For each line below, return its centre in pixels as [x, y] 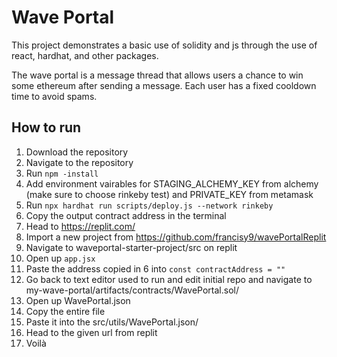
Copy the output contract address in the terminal [126, 215]
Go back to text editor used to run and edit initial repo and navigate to [169, 279]
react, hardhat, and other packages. [85, 55]
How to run [46, 127]
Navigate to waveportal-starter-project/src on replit [131, 247]
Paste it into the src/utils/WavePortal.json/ [112, 322]
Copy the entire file [65, 311]
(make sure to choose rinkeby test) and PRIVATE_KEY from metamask [169, 194]
